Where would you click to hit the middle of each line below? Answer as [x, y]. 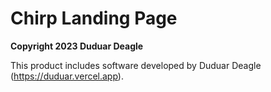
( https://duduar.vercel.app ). [67, 76]
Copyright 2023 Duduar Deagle [77, 46]
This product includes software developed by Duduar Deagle [136, 65]
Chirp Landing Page [94, 18]
